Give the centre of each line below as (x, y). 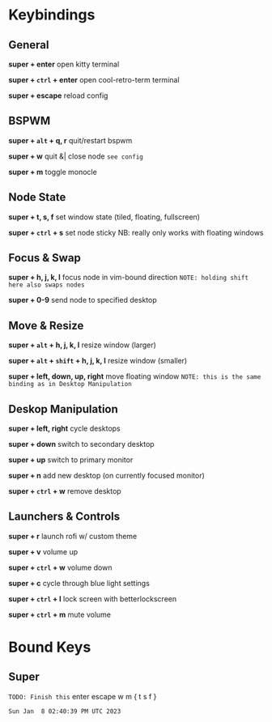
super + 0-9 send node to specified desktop (83, 300)
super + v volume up (43, 551)
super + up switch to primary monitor (71, 460)
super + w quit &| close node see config (76, 156)
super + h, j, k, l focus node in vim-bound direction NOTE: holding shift (129, 278)
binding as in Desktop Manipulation (70, 384)
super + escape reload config (58, 96)
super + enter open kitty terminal (64, 64)
